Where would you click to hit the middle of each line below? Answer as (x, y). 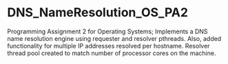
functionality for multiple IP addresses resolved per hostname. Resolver (108, 46)
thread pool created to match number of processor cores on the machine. (112, 53)
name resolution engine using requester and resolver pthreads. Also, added (114, 38)
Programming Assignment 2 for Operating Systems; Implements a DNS (107, 31)
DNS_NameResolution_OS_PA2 (97, 13)
